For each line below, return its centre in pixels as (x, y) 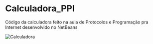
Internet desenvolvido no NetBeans (41, 27)
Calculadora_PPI (40, 9)
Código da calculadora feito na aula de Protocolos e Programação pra (77, 22)
